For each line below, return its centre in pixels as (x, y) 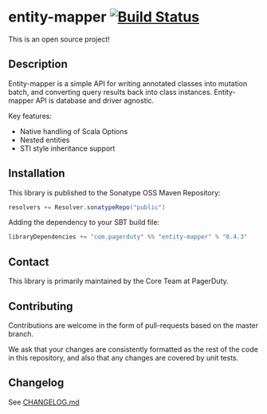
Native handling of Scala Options (74, 131)
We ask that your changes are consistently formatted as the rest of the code (133, 349)
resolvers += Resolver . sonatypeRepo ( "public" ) (87, 207)
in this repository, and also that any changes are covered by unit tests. (124, 357)
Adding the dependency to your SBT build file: (84, 223)
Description (38, 64)
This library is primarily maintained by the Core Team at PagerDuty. (118, 281)
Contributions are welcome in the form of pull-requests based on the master (133, 325)
